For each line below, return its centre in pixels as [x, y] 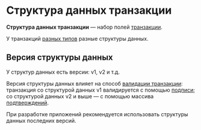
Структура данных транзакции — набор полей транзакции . [84, 27]
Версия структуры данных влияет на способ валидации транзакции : [94, 83]
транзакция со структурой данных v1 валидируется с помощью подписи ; [101, 90]
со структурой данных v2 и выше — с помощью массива [80, 96]
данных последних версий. [41, 120]
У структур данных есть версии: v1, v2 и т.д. [63, 72]
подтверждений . [28, 102]
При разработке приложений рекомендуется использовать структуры [97, 114]
